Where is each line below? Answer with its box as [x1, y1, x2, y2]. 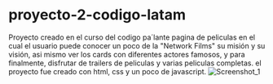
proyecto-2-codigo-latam [8, 6, 186, 24]
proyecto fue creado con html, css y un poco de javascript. [8, 66, 207, 76]
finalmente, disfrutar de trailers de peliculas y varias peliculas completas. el [8, 58, 262, 68]
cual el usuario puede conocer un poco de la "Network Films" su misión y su [8, 40, 266, 50]
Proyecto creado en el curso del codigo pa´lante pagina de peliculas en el [8, 32, 255, 42]
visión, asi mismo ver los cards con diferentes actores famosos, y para [8, 49, 246, 59]
